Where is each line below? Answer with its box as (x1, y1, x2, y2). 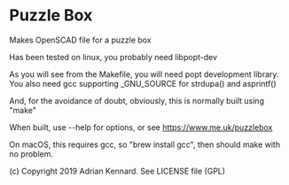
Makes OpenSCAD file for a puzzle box (9, 35, 152, 45)
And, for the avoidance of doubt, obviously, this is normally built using (9, 95, 264, 106)
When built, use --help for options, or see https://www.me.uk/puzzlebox (9, 121, 273, 133)
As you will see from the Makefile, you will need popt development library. (9, 68, 279, 80)
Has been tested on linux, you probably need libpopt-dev (9, 51, 218, 62)
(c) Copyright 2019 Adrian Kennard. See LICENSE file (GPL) (9, 166, 226, 176)
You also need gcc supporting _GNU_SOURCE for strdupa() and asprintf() (9, 78, 277, 89)
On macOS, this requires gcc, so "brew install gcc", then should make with (9, 139, 281, 150)
